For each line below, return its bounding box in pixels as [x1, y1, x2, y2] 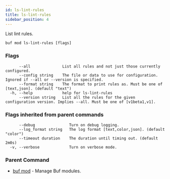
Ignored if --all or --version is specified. [5, 77, 103, 82]
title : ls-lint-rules [5, 12, 51, 17]
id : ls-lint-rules [5, 7, 44, 13]
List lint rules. [5, 31, 34, 37]
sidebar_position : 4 [5, 17, 49, 22]
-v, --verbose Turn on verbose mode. [10, 145, 117, 150]
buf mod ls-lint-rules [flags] [5, 41, 72, 46]
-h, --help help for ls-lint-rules [10, 90, 113, 95]
